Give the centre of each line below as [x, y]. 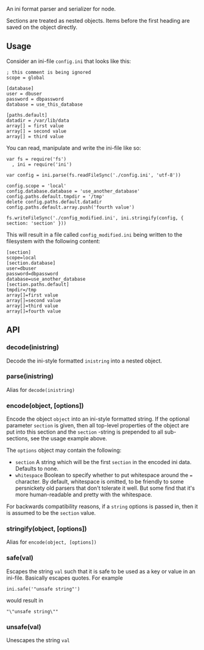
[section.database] [31, 263]
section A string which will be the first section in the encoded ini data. [103, 462]
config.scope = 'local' [37, 186]
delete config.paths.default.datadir [54, 202]
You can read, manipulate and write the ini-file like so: [74, 148]
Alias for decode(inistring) [40, 390]
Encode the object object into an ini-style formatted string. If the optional [98, 419]
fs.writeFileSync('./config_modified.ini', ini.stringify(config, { [95, 218]
